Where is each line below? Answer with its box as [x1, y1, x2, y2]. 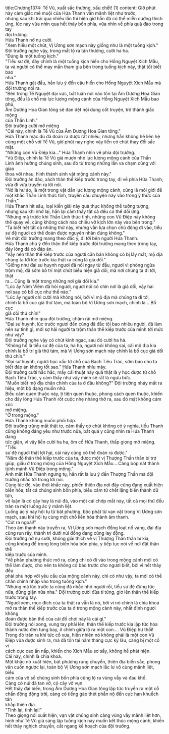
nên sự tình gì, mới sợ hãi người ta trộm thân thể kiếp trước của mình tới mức [5, 326, 163, 332]
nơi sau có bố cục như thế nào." [5, 289, 72, 295]
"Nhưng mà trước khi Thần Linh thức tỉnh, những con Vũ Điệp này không [5, 214, 155, 219]
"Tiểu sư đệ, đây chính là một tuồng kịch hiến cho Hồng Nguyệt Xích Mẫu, [5, 59, 159, 64]
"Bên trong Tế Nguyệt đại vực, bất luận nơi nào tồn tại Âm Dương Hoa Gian [5, 91, 160, 96]
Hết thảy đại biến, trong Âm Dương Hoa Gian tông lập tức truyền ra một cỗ [5, 686, 159, 691]
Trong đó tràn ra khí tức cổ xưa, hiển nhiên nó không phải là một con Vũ [5, 632, 155, 638]
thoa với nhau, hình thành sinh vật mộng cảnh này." [5, 171, 112, 177]
